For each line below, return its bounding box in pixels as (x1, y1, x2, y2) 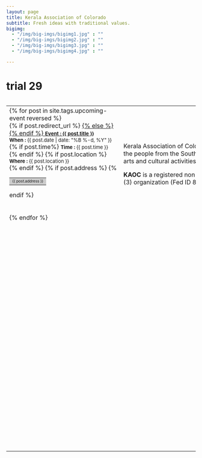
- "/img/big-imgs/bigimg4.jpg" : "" (11, 48, 103, 54)
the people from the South (123, 149, 197, 157)
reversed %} (26, 114, 62, 122)
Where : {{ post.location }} (9, 157, 69, 165)
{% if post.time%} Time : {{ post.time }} (9, 142, 108, 151)
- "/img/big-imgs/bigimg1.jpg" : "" (11, 31, 103, 37)
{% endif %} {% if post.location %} (9, 150, 107, 158)
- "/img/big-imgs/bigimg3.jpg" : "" (11, 43, 103, 49)
